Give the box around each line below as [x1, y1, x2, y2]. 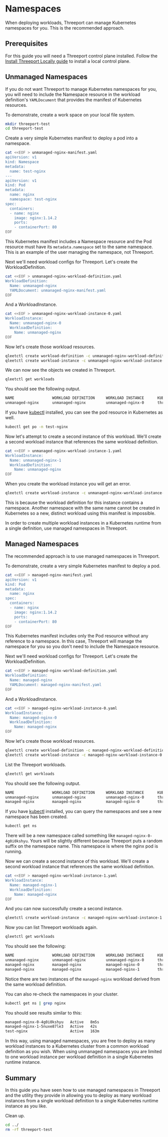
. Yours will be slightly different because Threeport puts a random [27, 838, 163, 844]
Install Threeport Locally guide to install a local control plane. [5, 58, 131, 64]
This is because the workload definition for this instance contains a [5, 500, 143, 506]
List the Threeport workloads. [5, 761, 66, 767]
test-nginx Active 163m [5, 1029, 99, 1034]
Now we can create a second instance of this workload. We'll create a [5, 858, 149, 864]
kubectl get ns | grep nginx [5, 1001, 66, 1006]
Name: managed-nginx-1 [9, 882, 57, 888]
